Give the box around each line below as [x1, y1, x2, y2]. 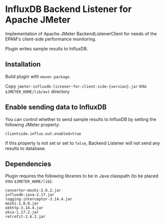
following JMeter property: [5, 121, 60, 127]
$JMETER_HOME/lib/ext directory [5, 88, 70, 94]
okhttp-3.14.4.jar [5, 205, 43, 210]
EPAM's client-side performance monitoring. [5, 36, 96, 42]
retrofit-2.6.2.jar [5, 214, 46, 219]
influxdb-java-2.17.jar [5, 192, 55, 197]
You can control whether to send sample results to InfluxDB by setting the [5, 116, 157, 122]
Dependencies [5, 159, 51, 168]
